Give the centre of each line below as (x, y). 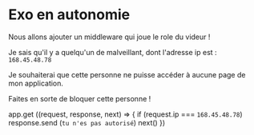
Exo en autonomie (69, 15)
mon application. (36, 83)
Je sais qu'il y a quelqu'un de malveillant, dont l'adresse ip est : (113, 52)
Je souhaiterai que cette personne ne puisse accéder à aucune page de (127, 74)
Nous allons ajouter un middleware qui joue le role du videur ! (109, 37)
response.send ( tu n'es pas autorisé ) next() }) (87, 122)
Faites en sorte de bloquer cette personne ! (80, 98)
